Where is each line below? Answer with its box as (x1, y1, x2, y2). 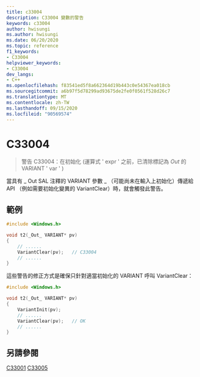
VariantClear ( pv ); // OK (17, 318, 86, 324)
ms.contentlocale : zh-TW (6, 99, 70, 105)
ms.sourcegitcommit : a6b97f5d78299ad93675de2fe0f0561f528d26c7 (6, 88, 171, 94)
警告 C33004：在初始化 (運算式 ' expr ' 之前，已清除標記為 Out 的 (21, 158, 187, 165)
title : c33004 (6, 9, 43, 15)
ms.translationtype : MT (6, 94, 67, 100)
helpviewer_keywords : (6, 60, 62, 66)
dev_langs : (6, 71, 34, 77)
